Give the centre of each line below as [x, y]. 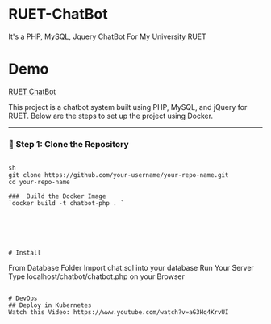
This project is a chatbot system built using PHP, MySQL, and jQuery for [128, 107]
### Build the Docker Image [57, 196]
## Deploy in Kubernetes [50, 305]
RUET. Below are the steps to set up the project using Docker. [111, 116]
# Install [25, 253]
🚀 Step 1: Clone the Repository [69, 144]
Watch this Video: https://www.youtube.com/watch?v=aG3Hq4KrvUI [119, 313]
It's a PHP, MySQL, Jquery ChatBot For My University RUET [108, 36]
